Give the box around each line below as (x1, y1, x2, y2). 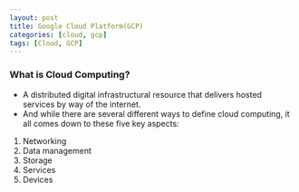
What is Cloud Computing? (9, 69, 130, 82)
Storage (22, 155, 53, 166)
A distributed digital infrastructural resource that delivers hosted (22, 89, 263, 100)
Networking (22, 135, 67, 146)
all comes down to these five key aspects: (22, 118, 179, 129)
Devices (22, 174, 53, 185)
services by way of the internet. (22, 99, 141, 110)
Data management (22, 145, 92, 156)
